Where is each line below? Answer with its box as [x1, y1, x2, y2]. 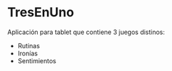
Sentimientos [17, 56, 57, 65]
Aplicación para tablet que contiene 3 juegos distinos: [7, 28, 166, 36]
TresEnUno [7, 4, 75, 21]
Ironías [17, 49, 38, 58]
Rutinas [17, 41, 41, 50]
